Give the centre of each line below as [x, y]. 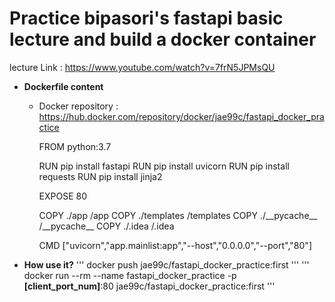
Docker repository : [78, 106]
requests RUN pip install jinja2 [100, 176]
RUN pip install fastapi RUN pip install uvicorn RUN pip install [164, 166]
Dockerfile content [63, 86]
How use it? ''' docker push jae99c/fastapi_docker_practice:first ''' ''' [166, 264]
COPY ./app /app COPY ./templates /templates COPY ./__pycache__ [178, 215]
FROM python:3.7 [75, 146]
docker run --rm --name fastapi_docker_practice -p [130, 275]
